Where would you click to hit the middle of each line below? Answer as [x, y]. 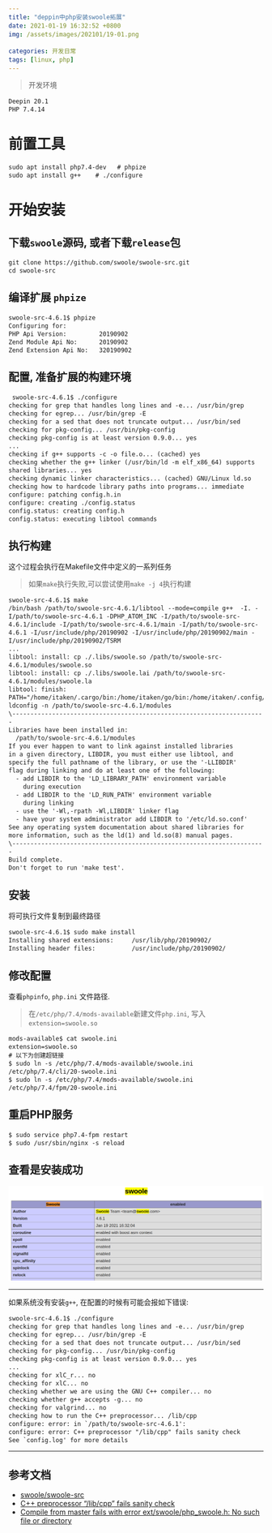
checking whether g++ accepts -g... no [76, 1400]
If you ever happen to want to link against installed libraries [121, 746]
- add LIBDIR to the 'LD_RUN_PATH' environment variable [114, 795]
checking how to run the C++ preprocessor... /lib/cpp [103, 1416]
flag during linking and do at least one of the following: [112, 771]
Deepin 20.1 [28, 101]
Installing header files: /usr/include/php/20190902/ [117, 949]
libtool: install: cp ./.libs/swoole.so [78, 657]
